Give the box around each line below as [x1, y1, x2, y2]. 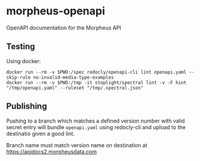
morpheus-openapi [6, 4, 105, 18]
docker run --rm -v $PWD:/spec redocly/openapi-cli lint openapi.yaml [6, 69, 187, 75]
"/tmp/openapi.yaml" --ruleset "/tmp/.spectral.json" [6, 85, 144, 91]
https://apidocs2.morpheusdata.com [6, 148, 97, 155]
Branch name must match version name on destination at [6, 141, 148, 148]
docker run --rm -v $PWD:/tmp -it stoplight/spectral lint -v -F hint [6, 79, 187, 85]
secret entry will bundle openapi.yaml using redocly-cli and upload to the [6, 123, 186, 130]
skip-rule [6, 74, 31, 80]
